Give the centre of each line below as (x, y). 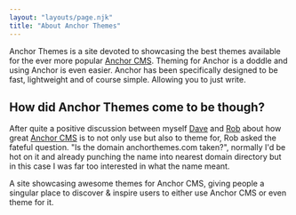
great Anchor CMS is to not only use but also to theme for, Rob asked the (143, 138)
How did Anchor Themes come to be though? (137, 107)
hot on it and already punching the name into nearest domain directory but (145, 157)
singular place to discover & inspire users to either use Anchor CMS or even (148, 193)
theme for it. (32, 203)
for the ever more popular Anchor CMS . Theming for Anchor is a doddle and (148, 60)
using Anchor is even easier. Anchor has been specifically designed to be (144, 70)
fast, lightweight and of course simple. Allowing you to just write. (128, 79)
